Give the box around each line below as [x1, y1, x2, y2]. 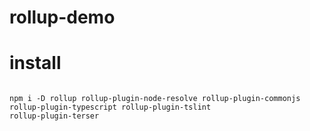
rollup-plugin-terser [9, 111, 100, 121]
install [9, 52, 62, 75]
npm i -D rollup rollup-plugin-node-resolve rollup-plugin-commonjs [9, 94, 301, 104]
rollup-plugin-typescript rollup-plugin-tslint [9, 102, 212, 113]
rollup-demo [9, 6, 116, 29]
